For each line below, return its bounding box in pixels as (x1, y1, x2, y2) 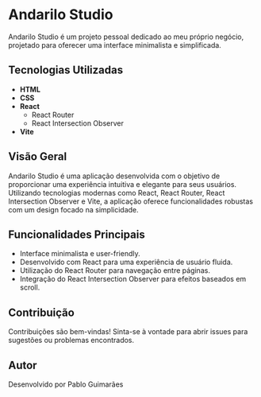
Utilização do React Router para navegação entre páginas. (19, 266, 210, 275)
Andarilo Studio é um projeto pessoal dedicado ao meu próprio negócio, (8, 32, 244, 41)
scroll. (19, 282, 40, 292)
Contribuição (8, 306, 75, 319)
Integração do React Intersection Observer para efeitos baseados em (19, 274, 247, 284)
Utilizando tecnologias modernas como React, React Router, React (8, 188, 225, 197)
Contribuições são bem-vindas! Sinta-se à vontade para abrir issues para (8, 327, 248, 337)
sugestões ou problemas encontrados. (8, 336, 135, 345)
